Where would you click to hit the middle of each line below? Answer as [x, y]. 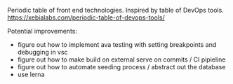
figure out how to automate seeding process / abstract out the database [121, 67]
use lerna [31, 74]
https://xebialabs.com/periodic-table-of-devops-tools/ [86, 17]
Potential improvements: [42, 31]
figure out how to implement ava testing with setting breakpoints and [117, 44]
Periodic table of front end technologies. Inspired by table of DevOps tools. [116, 10]
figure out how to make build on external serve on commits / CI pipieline [121, 59]
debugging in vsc [42, 52]
